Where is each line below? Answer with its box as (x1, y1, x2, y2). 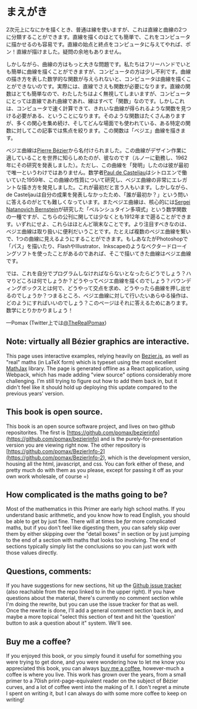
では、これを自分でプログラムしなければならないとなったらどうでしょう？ (6, 269, 186, 277)
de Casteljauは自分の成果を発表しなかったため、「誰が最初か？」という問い (6, 191, 188, 198)
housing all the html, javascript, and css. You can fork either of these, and (6, 460, 185, 467)
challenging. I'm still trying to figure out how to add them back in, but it (6, 377, 178, 384)
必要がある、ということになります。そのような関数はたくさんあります (16, 112, 186, 119)
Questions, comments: (6, 566, 92, 576)
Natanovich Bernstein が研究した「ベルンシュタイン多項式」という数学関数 (6, 206, 187, 213)
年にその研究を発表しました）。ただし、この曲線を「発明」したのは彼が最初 (6, 161, 189, 169)
